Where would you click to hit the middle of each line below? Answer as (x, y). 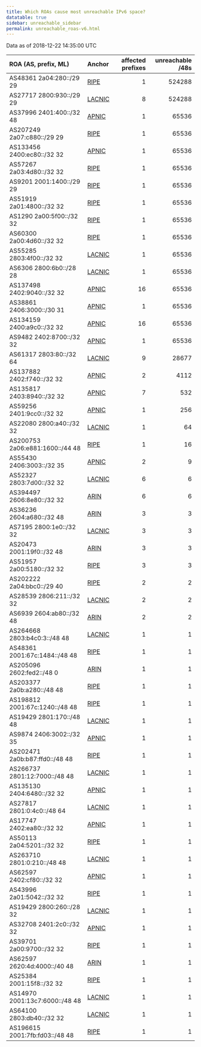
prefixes (134, 68)
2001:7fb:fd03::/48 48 (42, 1036)
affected (134, 61)
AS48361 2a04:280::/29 (45, 78)
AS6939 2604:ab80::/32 (44, 613)
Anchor (98, 64)
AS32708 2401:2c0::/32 (45, 924)
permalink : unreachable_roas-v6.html (53, 29)
